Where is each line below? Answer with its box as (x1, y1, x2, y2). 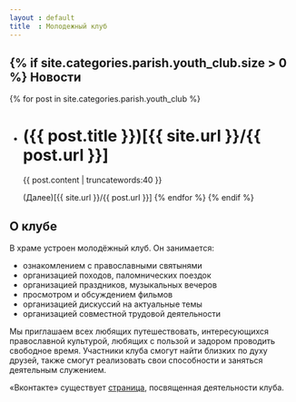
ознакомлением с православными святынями (22, 260, 202, 271)
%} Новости (9, 69, 82, 84)
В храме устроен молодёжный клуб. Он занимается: (9, 242, 215, 254)
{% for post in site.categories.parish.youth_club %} (9, 93, 202, 104)
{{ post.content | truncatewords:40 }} (22, 174, 163, 186)
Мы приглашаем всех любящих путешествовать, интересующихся (9, 326, 270, 337)
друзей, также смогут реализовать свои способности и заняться (9, 355, 263, 366)
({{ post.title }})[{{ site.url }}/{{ (22, 125, 261, 146)
